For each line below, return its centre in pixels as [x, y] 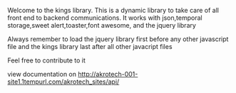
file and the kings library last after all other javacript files [90, 46]
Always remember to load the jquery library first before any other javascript [118, 39]
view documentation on [42, 74]
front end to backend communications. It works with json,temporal [105, 18]
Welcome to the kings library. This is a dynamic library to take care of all [113, 10]
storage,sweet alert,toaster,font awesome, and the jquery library [102, 25]
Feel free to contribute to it [46, 60]
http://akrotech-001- [108, 74]
